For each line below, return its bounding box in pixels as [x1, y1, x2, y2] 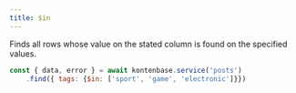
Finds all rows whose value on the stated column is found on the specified [9, 38, 288, 49]
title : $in [9, 13, 51, 23]
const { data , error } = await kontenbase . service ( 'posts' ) [9, 66, 243, 75]
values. [9, 47, 36, 59]
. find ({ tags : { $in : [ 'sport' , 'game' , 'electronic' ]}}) [26, 74, 247, 83]
